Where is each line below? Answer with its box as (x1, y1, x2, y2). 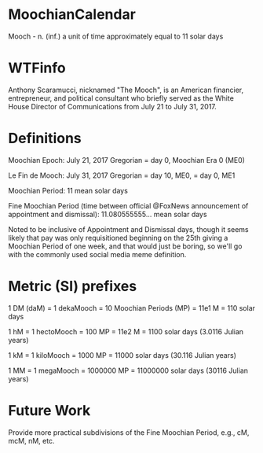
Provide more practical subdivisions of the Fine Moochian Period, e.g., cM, (8, 427, 250, 437)
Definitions (8, 130, 82, 147)
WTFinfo (8, 59, 66, 77)
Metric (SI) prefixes (8, 278, 137, 295)
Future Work (8, 401, 91, 419)
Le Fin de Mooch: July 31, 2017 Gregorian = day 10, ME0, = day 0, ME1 (8, 171, 236, 180)
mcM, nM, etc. (8, 436, 55, 445)
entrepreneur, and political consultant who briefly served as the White (8, 93, 234, 103)
